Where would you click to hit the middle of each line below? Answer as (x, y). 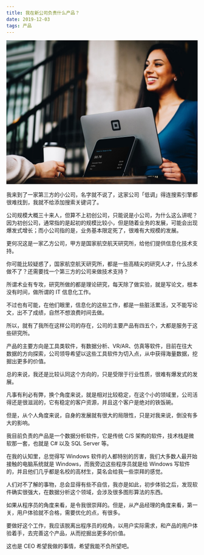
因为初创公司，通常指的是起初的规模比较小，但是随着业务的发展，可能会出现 (102, 223)
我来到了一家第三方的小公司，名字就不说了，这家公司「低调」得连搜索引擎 (99, 195)
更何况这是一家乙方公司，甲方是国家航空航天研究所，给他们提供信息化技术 (99, 243)
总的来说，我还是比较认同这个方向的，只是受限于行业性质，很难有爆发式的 (99, 374)
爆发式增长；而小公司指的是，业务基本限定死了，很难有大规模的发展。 (94, 231)
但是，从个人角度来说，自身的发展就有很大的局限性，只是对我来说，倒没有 (99, 415)
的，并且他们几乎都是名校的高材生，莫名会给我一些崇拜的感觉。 (86, 472)
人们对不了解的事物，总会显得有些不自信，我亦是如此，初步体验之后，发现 (99, 484)
